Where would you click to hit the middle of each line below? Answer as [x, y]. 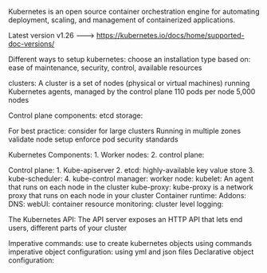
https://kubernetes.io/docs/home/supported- [170, 35]
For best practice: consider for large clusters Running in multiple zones [125, 131]
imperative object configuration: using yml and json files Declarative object [131, 252]
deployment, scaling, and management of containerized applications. [122, 20]
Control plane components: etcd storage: [76, 115]
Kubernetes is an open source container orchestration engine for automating [134, 12]
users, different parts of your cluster [68, 228]
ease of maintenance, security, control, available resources [105, 68]
